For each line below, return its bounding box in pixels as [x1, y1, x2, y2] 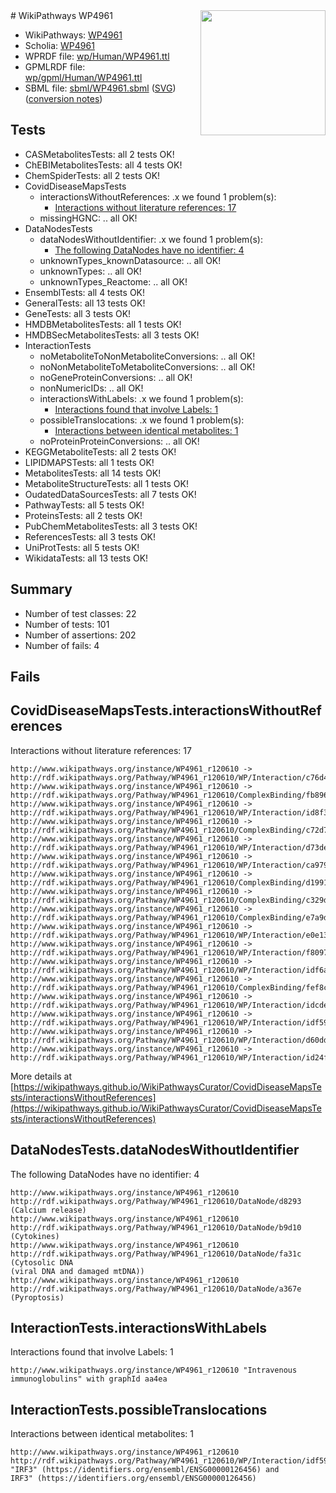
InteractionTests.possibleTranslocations [10, 1401, 268, 1418]
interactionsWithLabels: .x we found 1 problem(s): [39, 392, 244, 404]
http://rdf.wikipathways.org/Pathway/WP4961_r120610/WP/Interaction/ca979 [10, 860, 329, 870]
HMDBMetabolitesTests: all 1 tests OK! [24, 318, 182, 330]
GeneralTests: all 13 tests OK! [24, 297, 146, 309]
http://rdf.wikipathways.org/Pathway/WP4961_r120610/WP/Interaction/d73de [10, 842, 329, 853]
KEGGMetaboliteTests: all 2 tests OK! [24, 445, 177, 458]
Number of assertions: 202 [24, 629, 137, 641]
